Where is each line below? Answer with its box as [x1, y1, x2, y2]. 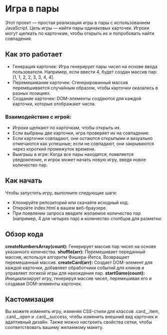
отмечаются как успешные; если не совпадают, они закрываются [12, 141, 154, 147]
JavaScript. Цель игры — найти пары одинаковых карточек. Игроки [5, 25, 149, 31]
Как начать [5, 177, 42, 185]
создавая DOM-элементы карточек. [5, 280, 82, 286]
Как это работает [5, 50, 62, 59]
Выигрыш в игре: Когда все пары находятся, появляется [12, 151, 134, 157]
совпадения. [5, 36, 32, 42]
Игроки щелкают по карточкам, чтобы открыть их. [12, 125, 121, 131]
